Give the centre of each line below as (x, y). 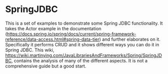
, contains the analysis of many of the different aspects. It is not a (79, 60)
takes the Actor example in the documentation (53, 28)
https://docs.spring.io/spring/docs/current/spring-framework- (72, 34)
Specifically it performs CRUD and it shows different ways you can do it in (82, 44)
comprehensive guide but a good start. (46, 66)
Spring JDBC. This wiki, (30, 50)
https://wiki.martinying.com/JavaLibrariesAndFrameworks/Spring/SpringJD (84, 55)
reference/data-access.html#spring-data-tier (52, 39)
